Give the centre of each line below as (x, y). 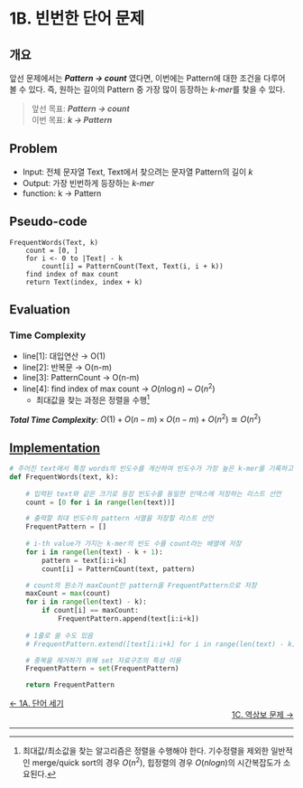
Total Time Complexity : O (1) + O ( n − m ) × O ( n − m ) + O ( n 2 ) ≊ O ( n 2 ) (135, 418)
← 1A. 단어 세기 (37, 704)
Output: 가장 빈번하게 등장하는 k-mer (88, 183)
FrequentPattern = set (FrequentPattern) (102, 669)
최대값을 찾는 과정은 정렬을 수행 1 (93, 399)
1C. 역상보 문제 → (262, 715)
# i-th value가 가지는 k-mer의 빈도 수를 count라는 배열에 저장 (133, 544)
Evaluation (40, 310)
